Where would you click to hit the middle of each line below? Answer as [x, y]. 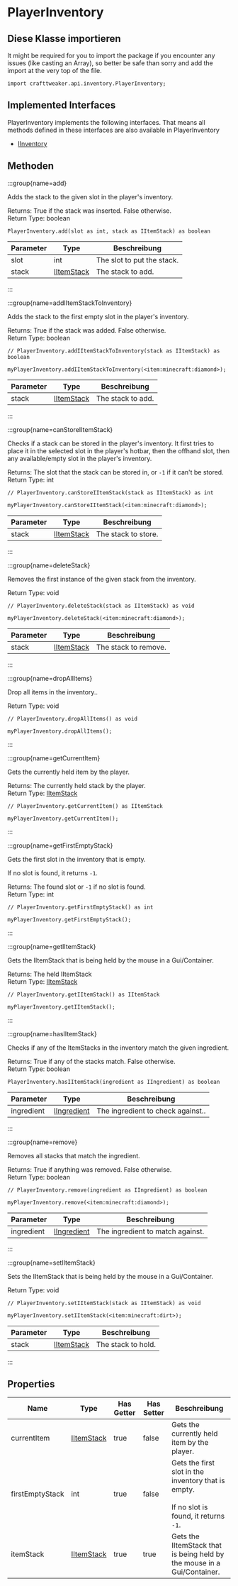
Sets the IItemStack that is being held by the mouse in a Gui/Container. [110, 1276]
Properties [31, 1384]
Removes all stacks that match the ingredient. [74, 1155]
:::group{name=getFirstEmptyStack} [60, 845]
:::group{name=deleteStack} [49, 565]
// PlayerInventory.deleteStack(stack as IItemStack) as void [101, 606]
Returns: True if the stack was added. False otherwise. [87, 330]
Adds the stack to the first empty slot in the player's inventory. [98, 316]
